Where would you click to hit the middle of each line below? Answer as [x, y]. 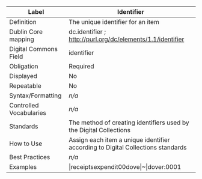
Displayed [23, 76]
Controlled [24, 105]
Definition [23, 22]
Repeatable [25, 86]
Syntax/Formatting [35, 96]
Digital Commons [34, 49]
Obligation [24, 66]
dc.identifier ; [87, 32]
